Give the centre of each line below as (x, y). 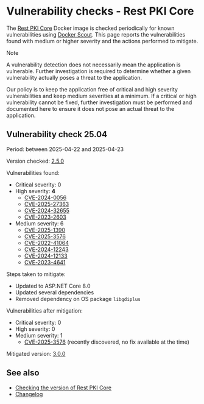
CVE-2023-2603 (45, 217)
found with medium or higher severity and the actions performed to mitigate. (102, 41)
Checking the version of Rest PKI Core (63, 388)
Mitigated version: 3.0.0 (36, 353)
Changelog (29, 394)
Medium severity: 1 (39, 335)
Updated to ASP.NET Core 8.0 (53, 286)
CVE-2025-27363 (47, 204)
